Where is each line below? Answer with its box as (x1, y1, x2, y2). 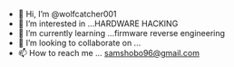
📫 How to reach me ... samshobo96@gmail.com (17, 48, 200, 58)
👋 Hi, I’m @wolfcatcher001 (17, 9, 117, 19)
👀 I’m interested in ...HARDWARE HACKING (17, 18, 179, 29)
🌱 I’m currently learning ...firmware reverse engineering (17, 28, 225, 38)
